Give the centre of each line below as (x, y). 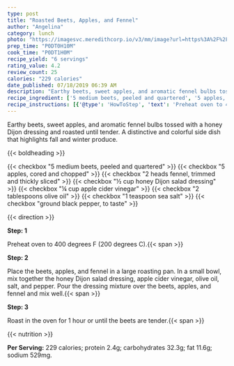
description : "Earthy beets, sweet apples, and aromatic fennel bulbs (112, 91)
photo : (17, 40)
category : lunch (31, 33)
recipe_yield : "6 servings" (48, 59)
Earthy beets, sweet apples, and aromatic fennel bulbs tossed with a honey (115, 124)
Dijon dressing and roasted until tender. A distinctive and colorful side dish (114, 132)
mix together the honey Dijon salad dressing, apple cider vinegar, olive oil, (113, 278)
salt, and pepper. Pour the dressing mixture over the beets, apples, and (109, 286)
